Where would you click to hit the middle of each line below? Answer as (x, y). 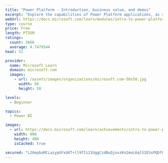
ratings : (14, 38)
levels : (13, 97)
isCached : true (30, 143)
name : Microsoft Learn (33, 65)
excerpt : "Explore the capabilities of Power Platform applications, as (82, 14)
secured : (14, 152)
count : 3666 (22, 42)
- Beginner (21, 102)
